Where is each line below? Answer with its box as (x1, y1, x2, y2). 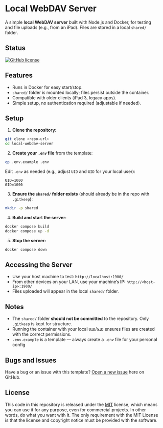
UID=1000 (5, 178, 23, 183)
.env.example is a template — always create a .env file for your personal (12, 337, 158, 342)
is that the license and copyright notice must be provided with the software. (5, 417, 158, 423)
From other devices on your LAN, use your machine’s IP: (12, 279, 126, 285)
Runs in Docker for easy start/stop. (12, 84, 83, 90)
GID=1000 (5, 182, 23, 187)
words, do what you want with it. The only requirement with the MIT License (5, 412, 158, 418)
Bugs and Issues (5, 356, 57, 364)
